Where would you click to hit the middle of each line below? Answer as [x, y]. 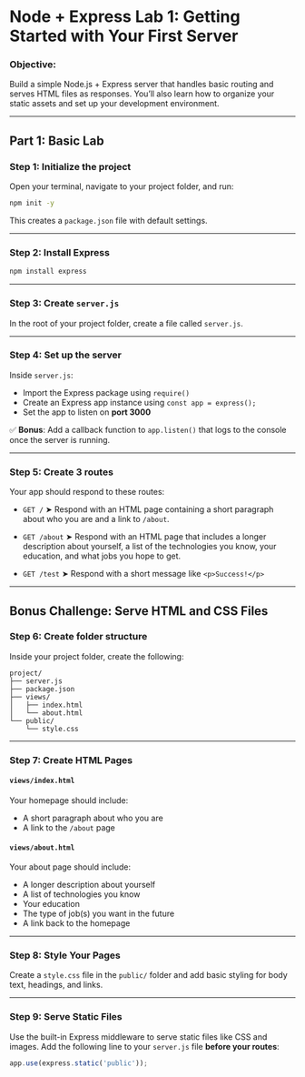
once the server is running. [60, 439]
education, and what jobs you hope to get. [102, 556]
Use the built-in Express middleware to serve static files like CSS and [138, 1037]
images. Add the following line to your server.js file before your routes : [144, 1046]
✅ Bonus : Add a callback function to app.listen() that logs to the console [148, 429]
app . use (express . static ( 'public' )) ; [79, 1063]
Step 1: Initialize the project [70, 166]
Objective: [33, 65]
